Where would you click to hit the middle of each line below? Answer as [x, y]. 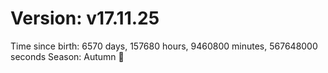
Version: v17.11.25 [85, 18]
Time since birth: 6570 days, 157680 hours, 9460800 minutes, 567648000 [164, 46]
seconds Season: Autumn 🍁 [67, 56]
